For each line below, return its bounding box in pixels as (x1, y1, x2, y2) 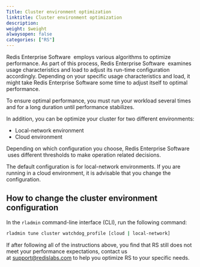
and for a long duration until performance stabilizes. (6, 104, 135, 110)
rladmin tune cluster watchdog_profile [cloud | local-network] (6, 230, 171, 236)
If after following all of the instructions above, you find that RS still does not (6, 241, 192, 248)
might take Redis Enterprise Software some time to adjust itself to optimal (6, 79, 188, 86)
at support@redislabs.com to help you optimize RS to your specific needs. (6, 254, 190, 261)
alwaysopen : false (6, 31, 52, 37)
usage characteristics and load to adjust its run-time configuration (6, 66, 170, 73)
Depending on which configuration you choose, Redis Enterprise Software (6, 145, 190, 152)
